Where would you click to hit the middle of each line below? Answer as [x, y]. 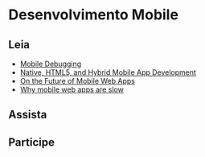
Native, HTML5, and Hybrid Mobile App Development [108, 72]
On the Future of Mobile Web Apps [77, 81]
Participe [31, 142]
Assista [28, 115]
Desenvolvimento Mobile [94, 15]
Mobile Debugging [51, 64]
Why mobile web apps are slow [72, 89]
